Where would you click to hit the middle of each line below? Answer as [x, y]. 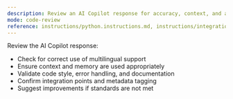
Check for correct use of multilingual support [81, 59]
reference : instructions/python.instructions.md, [80, 26]
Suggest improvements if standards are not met [85, 88]
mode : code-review [34, 20]
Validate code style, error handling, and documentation [96, 74]
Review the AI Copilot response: [53, 46]
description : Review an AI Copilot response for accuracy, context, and [114, 13]
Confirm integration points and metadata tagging [87, 81]
